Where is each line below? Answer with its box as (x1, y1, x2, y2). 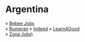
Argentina (5, 4, 49, 15)
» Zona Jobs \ (5, 31, 33, 37)
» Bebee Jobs (5, 20, 35, 26)
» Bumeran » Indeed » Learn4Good (5, 25, 80, 31)
